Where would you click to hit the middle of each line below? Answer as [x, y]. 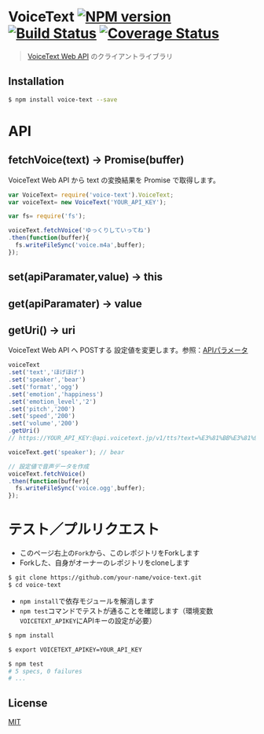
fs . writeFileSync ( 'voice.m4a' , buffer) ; [81, 245]
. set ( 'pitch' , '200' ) [42, 409]
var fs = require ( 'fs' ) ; [47, 216]
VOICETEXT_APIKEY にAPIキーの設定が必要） [88, 620]
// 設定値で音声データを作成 [49, 466]
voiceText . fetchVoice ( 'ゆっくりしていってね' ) [79, 231]
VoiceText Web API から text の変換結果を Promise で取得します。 [114, 180]
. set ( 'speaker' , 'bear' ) [47, 380]
